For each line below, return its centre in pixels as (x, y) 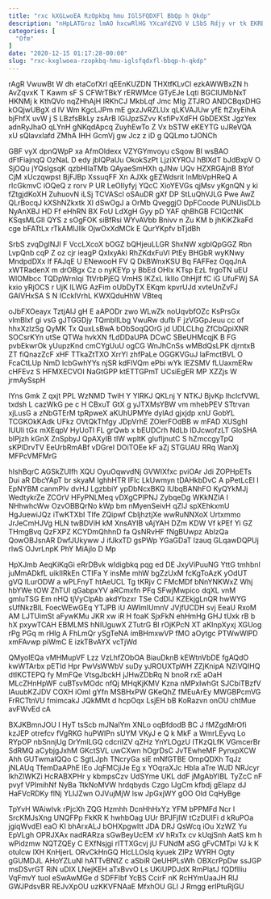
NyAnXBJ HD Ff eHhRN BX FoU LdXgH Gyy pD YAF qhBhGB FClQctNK (126, 211)
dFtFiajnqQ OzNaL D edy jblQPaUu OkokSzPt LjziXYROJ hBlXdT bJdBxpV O (134, 159)
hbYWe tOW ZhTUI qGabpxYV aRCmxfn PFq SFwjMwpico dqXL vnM (122, 590)
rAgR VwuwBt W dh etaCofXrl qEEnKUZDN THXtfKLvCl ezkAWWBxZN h (128, 84)
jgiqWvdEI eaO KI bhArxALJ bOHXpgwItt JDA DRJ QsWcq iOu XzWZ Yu (128, 826)
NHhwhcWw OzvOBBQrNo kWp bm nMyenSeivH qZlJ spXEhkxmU (119, 505)
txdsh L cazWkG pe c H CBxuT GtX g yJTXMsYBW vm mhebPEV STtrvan (129, 404)
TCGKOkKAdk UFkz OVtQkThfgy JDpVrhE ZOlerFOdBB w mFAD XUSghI (128, 421)
